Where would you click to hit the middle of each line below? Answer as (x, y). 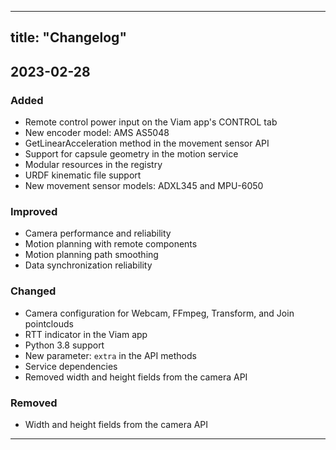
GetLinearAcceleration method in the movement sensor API (147, 143)
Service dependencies (71, 366)
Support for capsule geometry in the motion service (131, 154)
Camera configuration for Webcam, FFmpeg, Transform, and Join (159, 313)
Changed (33, 291)
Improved (34, 211)
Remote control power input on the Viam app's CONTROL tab (151, 122)
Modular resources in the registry (93, 165)
